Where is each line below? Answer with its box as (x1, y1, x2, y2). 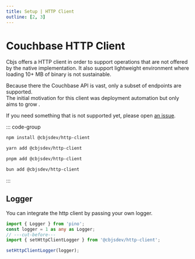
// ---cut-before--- (6, 232, 57, 237)
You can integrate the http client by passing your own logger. (6, 209, 153, 216)
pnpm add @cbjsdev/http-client (6, 156, 82, 162)
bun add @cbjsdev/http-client (6, 167, 80, 172)
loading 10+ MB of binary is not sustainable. (6, 71, 112, 78)
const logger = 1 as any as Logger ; (6, 226, 95, 232)
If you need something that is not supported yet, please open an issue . (6, 112, 176, 119)
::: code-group (6, 123, 41, 130)
